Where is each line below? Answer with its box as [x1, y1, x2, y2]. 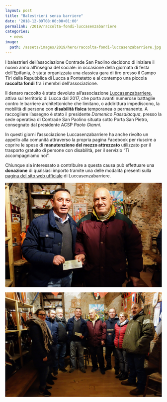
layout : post [5, 8, 32, 13]
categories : [5, 29, 30, 34]
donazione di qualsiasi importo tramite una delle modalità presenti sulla [5, 167, 152, 173]
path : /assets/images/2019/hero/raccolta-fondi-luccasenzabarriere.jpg [9, 45, 162, 50]
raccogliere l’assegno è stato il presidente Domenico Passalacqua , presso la [5, 111, 162, 117]
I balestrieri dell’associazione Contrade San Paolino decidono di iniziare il [5, 59, 155, 65]
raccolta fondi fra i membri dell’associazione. [5, 80, 98, 86]
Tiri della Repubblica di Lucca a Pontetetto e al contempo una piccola [5, 75, 147, 81]
